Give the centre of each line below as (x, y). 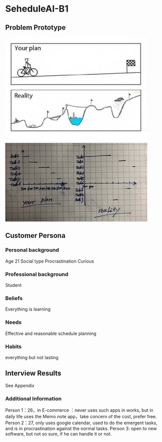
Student (13, 285)
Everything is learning (28, 309)
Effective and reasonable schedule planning (51, 333)
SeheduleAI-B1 (37, 9)
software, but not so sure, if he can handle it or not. (59, 434)
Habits (13, 347)
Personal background (32, 250)
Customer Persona (35, 236)
